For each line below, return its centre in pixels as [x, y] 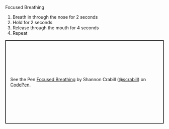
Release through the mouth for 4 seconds [56, 28]
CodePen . [21, 85]
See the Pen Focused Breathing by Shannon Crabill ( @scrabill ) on [78, 79]
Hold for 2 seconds [32, 22]
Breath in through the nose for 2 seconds [55, 17]
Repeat [20, 33]
